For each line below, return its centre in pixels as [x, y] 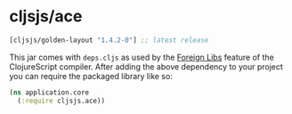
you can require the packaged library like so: [91, 76]
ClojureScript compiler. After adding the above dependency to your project [146, 66]
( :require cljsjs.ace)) [61, 101]
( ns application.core [49, 92]
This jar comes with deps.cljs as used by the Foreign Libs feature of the [142, 57]
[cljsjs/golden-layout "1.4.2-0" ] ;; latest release [109, 40]
